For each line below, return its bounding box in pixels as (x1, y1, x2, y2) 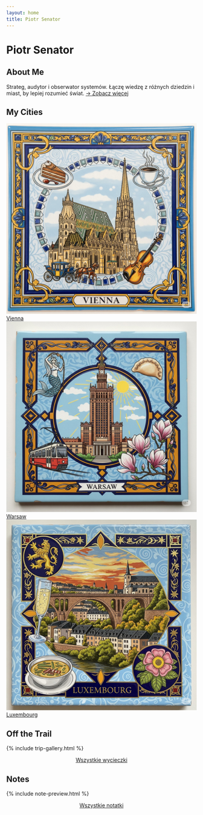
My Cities (6, 106, 43, 117)
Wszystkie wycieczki (75, 756, 128, 764)
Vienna (6, 315, 24, 322)
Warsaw (6, 513, 27, 520)
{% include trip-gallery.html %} (6, 745, 84, 752)
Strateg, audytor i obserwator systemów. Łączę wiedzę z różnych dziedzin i (6, 83, 195, 90)
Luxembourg (6, 711, 38, 718)
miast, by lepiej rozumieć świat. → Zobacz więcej (6, 90, 129, 97)
